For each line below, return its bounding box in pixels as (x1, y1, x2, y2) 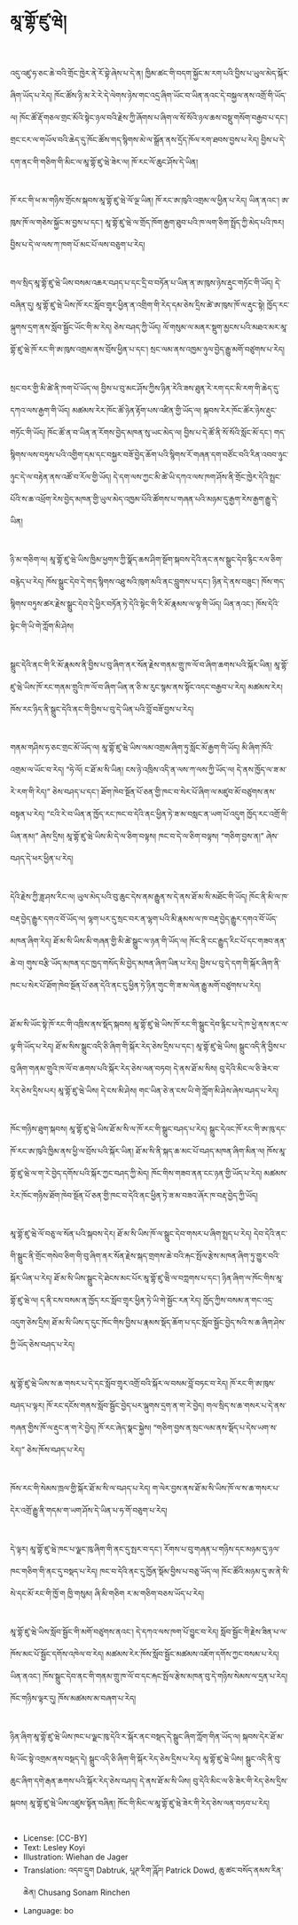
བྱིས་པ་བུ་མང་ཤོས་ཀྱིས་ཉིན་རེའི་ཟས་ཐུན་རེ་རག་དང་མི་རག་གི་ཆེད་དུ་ (101, 382, 280, 393)
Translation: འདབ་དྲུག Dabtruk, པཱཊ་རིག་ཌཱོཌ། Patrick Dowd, (22, 1865, 217, 1875)
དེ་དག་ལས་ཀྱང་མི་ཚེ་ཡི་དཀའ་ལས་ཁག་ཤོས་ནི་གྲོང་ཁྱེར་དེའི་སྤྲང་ (113, 471, 282, 482)
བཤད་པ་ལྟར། (10, 1400, 45, 1410)
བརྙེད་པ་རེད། (10, 577, 44, 587)
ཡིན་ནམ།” (10, 830, 39, 841)
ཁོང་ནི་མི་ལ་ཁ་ (248, 892, 289, 902)
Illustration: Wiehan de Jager (22, 1851, 129, 1862)
